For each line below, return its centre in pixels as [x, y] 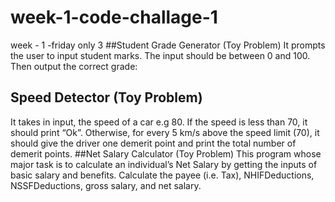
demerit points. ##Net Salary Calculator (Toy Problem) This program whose [166, 153]
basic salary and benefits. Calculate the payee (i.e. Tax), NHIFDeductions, [162, 175]
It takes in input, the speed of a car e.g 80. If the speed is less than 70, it [159, 122]
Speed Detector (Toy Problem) [106, 97]
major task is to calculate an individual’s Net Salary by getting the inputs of [164, 164]
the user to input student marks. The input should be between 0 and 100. [160, 55]
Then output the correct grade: [74, 66]
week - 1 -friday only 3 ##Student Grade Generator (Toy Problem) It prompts [168, 45]
